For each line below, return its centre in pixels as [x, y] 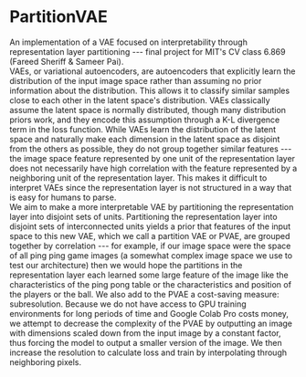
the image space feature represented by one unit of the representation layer [152, 158]
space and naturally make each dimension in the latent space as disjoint [145, 139]
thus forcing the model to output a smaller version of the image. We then [146, 342]
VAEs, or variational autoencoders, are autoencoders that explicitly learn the [153, 71]
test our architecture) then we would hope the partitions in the [126, 265]
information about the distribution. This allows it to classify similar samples [150, 90]
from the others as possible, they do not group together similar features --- [151, 149]
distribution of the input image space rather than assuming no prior [136, 80]
